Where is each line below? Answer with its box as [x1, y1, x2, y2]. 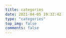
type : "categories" [5, 16, 46, 21]
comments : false [5, 26, 39, 31]
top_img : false [5, 21, 37, 26]
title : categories [5, 7, 43, 12]
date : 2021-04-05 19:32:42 [5, 12, 61, 17]
